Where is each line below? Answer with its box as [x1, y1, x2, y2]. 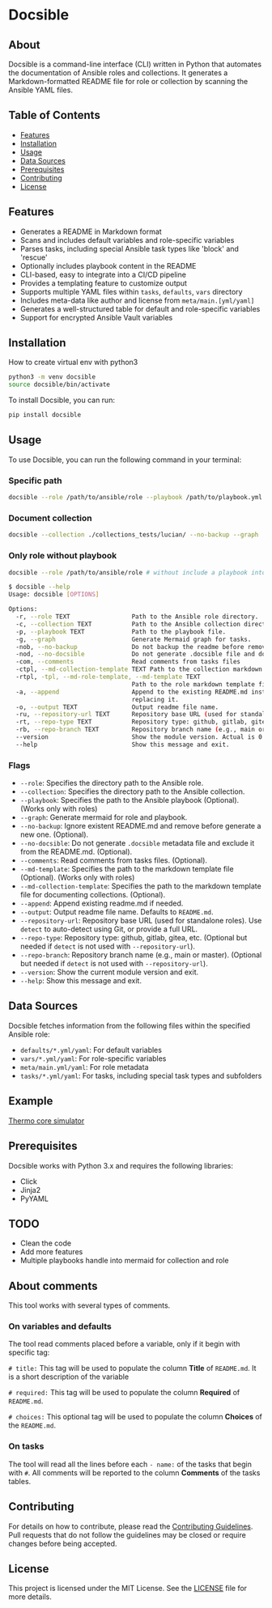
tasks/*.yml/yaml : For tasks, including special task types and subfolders [19, 1071, 262, 1080]
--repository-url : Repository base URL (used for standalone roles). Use [19, 916, 262, 926]
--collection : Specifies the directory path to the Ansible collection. [19, 787, 245, 796]
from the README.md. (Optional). [19, 847, 133, 857]
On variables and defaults [8, 1321, 112, 1332]
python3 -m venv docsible [8, 373, 96, 381]
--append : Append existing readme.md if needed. [19, 898, 184, 908]
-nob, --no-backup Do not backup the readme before [15, 643, 244, 651]
